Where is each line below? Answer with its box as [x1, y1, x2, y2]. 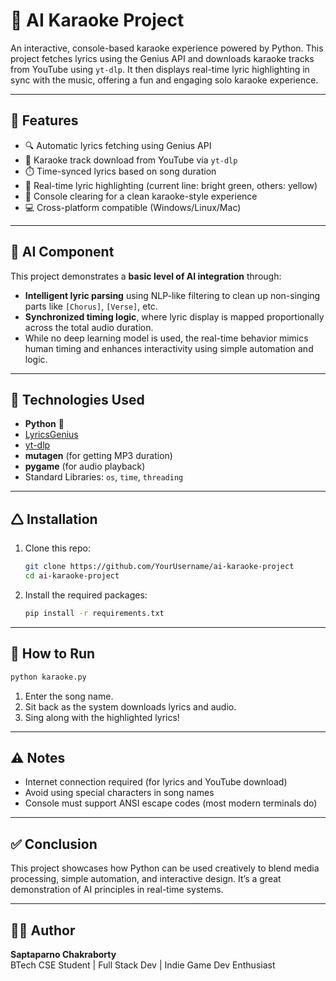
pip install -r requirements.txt [24, 608, 165, 618]
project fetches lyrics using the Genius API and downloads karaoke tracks [10, 52, 315, 64]
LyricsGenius [24, 429, 79, 441]
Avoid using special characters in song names [24, 787, 215, 799]
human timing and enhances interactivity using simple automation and [24, 342, 314, 354]
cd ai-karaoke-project [24, 571, 120, 581]
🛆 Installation [10, 510, 98, 528]
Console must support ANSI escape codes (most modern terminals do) [24, 797, 318, 809]
